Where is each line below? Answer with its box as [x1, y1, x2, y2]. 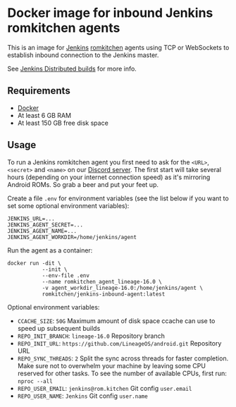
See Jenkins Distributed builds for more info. [7, 64, 137, 73]
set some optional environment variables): [7, 201, 130, 209]
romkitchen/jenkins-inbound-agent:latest [42, 291, 166, 298]
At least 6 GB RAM [17, 111, 72, 119]
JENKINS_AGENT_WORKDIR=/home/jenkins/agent [7, 233, 137, 241]
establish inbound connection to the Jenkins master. [7, 51, 159, 59]
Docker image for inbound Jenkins [7, 5, 213, 21]
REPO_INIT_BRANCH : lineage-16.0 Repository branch [17, 332, 166, 340]
